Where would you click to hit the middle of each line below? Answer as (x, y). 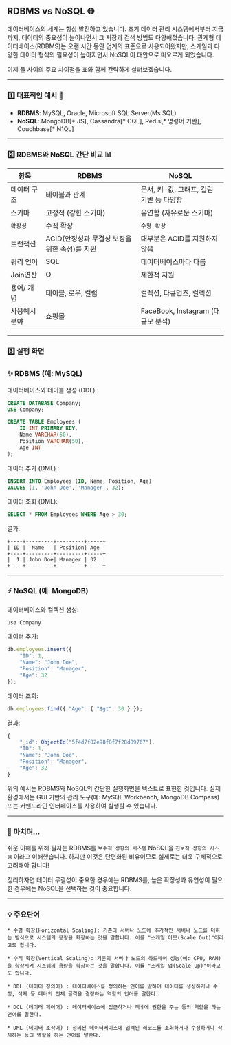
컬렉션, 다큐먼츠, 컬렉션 (176, 293)
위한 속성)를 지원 (71, 249)
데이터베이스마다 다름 (173, 262)
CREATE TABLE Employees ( (44, 422)
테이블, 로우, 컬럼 (71, 293)
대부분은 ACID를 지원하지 (179, 239)
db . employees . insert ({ (40, 650)
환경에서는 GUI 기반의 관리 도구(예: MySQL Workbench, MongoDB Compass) (113, 797)
